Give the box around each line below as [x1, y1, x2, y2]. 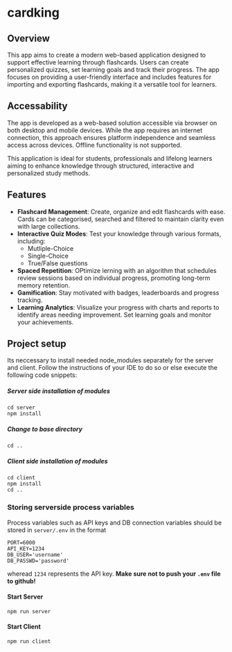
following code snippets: [7, 371, 78, 379]
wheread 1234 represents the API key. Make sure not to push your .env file [7, 570, 221, 578]
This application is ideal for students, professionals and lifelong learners [7, 154, 213, 162]
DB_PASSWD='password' [7, 557, 70, 564]
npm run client [7, 638, 51, 645]
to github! [7, 576, 36, 585]
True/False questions [27, 258, 88, 267]
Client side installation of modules [7, 457, 109, 465]
